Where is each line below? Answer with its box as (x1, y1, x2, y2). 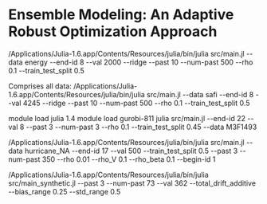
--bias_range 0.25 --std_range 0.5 (8, 186, 121, 196)
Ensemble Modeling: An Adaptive (8, 6, 234, 24)
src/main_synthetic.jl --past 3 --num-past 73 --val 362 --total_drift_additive (8, 178, 257, 188)
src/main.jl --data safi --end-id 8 (146, 89, 254, 99)
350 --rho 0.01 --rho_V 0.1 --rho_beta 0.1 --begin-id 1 (41, 154, 216, 164)
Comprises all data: (8, 81, 72, 91)
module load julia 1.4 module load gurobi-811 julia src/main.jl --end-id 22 (8, 113, 245, 123)
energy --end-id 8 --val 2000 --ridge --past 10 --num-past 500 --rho (24, 57, 253, 67)
